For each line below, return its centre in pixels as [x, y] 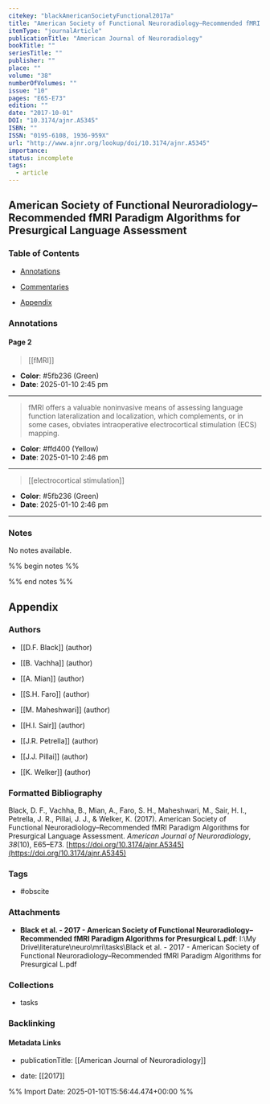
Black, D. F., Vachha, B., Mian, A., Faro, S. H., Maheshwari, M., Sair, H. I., [128, 810]
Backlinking [32, 1023]
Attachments [34, 912]
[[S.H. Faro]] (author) [55, 694]
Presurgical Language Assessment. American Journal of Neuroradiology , [130, 836]
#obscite [35, 892]
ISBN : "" [23, 128]
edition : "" [28, 105]
